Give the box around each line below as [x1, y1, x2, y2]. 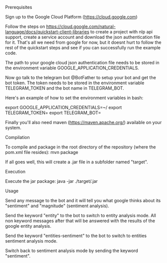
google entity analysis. [5, 223, 52, 229]
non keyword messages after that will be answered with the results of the [5, 218, 156, 224]
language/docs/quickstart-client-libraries [5, 29, 89, 34]
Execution [5, 169, 26, 174]
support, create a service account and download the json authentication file [5, 34, 161, 40]
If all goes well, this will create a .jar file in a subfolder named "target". [5, 159, 148, 165]
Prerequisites [5, 4, 32, 10]
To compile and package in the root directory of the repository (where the [5, 144, 156, 150]
